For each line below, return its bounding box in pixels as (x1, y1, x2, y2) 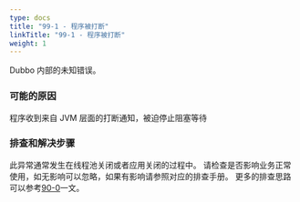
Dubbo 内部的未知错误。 (9, 65, 101, 76)
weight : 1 (9, 38, 47, 48)
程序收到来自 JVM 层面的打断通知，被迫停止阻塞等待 (9, 112, 208, 123)
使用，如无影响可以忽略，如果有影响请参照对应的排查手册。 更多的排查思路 (9, 170, 292, 182)
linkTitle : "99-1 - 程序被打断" (9, 30, 126, 39)
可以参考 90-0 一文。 (9, 182, 85, 193)
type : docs (9, 13, 51, 23)
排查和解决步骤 (9, 137, 76, 150)
